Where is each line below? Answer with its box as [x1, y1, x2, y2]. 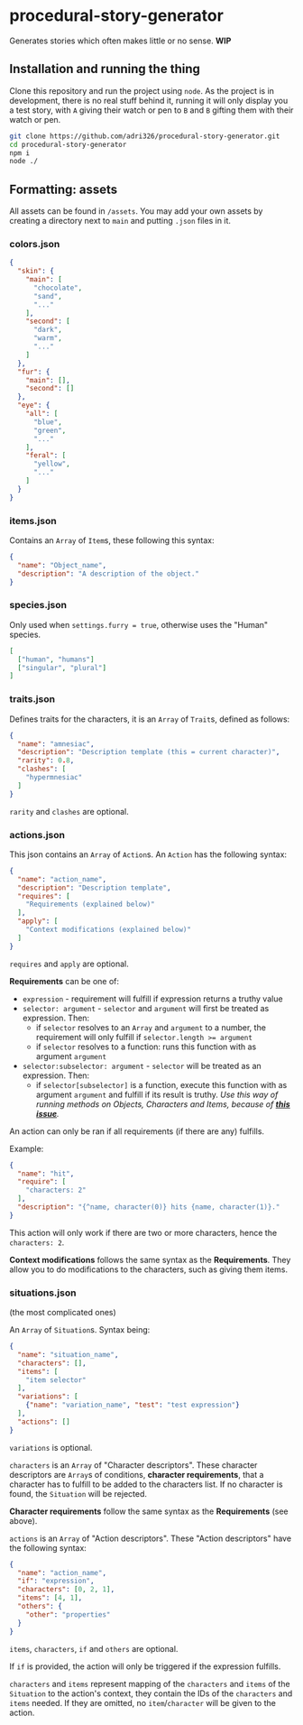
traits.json [9, 693, 56, 706]
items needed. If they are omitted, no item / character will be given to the [9, 1697, 277, 1708]
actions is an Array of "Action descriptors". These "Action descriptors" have [9, 1533, 291, 1544]
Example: [9, 1143, 44, 1154]
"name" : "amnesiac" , [17, 739, 95, 749]
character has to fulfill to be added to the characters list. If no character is [9, 1479, 283, 1490]
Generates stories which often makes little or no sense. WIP [9, 35, 232, 46]
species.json [9, 599, 68, 612]
